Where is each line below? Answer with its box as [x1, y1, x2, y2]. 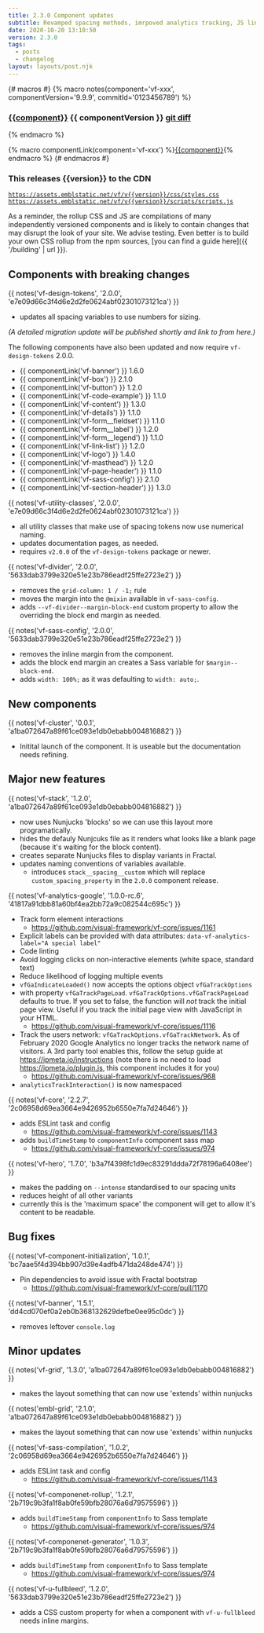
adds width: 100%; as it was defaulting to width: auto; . [19, 675, 200, 684]
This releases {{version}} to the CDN [8, 173, 152, 184]
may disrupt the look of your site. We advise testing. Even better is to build [8, 229, 249, 238]
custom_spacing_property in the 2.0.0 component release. [31, 875, 218, 884]
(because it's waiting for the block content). [19, 842, 161, 851]
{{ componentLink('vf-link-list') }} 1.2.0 [19, 441, 145, 451]
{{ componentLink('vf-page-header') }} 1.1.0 [19, 467, 163, 476]
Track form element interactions [19, 914, 124, 924]
